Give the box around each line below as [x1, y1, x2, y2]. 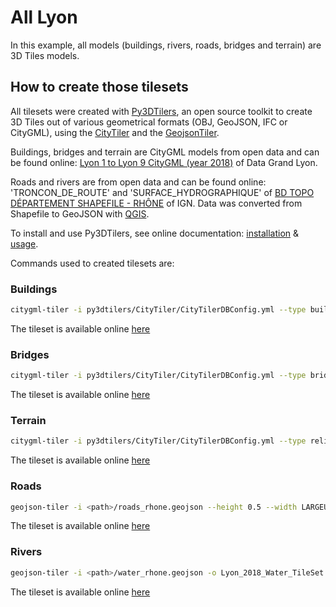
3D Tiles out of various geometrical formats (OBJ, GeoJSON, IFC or [10, 116, 288, 128]
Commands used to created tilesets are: [10, 257, 175, 269]
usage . [10, 237, 39, 250]
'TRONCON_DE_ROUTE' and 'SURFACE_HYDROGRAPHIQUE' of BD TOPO [10, 186, 315, 198]
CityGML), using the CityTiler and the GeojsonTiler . [10, 126, 220, 138]
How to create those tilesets [10, 79, 189, 96]
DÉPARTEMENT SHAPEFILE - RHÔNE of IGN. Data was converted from [10, 197, 303, 209]
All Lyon [10, 6, 78, 29]
